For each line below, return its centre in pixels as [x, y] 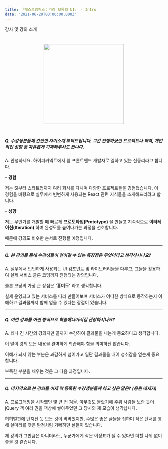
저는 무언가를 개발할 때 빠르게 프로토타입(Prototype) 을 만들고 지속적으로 [77, 222]
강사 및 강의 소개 [21, 29]
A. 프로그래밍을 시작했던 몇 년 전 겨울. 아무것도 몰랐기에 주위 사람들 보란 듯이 [80, 402]
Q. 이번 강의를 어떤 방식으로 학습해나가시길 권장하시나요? [60, 320]
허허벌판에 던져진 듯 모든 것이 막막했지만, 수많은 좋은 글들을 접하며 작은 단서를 [81, 419]
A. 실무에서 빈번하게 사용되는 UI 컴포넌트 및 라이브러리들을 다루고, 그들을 [76, 269]
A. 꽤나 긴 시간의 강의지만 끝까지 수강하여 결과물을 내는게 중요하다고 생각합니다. [83, 333]
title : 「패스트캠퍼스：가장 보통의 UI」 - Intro [51, 10]
